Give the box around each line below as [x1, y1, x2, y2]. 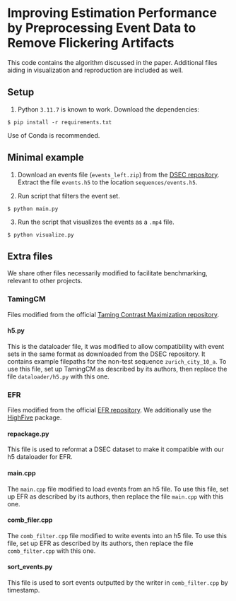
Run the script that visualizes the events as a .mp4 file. [17, 218, 175, 226]
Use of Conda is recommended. [7, 131, 100, 139]
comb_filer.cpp [7, 516, 53, 524]
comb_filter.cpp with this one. [7, 546, 96, 555]
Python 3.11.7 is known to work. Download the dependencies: [17, 105, 200, 114]
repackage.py [7, 429, 49, 438]
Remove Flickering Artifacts [7, 35, 175, 51]
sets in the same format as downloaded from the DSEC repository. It [7, 350, 206, 358]
